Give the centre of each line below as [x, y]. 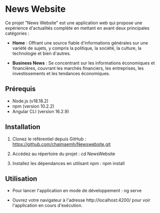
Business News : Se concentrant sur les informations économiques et [83, 63]
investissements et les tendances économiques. [61, 73]
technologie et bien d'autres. [41, 53]
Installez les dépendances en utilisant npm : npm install [68, 163]
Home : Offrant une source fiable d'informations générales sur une [80, 43]
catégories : [17, 33]
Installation [23, 127]
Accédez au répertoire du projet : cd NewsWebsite [64, 154]
